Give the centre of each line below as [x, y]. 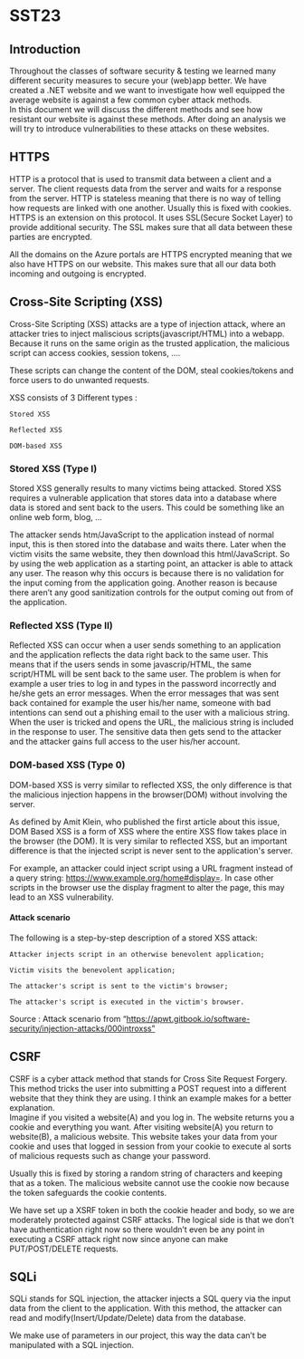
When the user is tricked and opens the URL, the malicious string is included [152, 722]
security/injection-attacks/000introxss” [82, 1028]
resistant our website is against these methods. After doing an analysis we [148, 119]
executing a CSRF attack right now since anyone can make [119, 1239]
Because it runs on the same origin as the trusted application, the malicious [150, 343]
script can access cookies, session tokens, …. [95, 352]
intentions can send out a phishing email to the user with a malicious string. [150, 713]
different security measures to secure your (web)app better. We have [138, 81]
